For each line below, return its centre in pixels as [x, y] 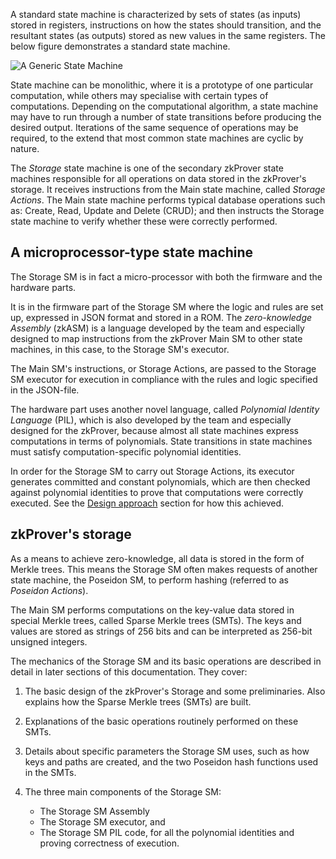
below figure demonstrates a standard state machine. [120, 46]
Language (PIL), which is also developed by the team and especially [151, 420]
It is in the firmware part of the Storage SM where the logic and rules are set [167, 306]
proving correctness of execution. [109, 843]
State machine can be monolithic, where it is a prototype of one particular [162, 85]
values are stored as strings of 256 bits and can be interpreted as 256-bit [161, 631]
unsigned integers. [49, 641]
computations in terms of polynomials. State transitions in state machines [161, 441]
